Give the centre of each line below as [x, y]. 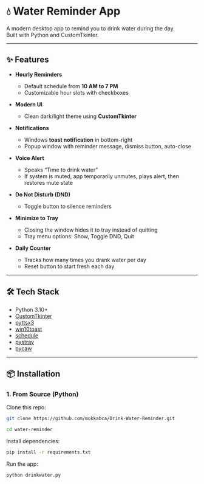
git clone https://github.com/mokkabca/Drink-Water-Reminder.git [90, 419]
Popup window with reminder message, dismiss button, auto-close [107, 146]
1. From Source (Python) [42, 394]
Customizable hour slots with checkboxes [76, 92]
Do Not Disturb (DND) [43, 194]
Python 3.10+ [32, 309]
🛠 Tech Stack [33, 292]
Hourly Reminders [39, 74]
